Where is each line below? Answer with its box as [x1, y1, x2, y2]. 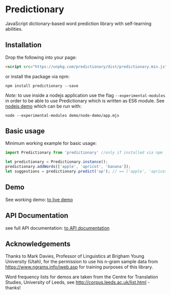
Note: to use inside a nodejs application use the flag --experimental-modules [5, 92, 165, 98]
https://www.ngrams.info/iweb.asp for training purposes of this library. [5, 264, 154, 270]
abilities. [5, 26, 23, 32]
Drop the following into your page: [5, 54, 77, 60]
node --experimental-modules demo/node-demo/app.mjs [5, 113, 120, 118]
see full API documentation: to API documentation [5, 225, 110, 231]
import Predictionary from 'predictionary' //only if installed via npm [5, 150, 163, 155]
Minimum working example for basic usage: [5, 140, 97, 146]
